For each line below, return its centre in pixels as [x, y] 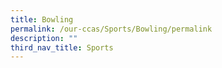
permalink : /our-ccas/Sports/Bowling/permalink [111, 29]
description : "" [44, 38]
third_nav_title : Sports [62, 47]
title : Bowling [42, 19]
